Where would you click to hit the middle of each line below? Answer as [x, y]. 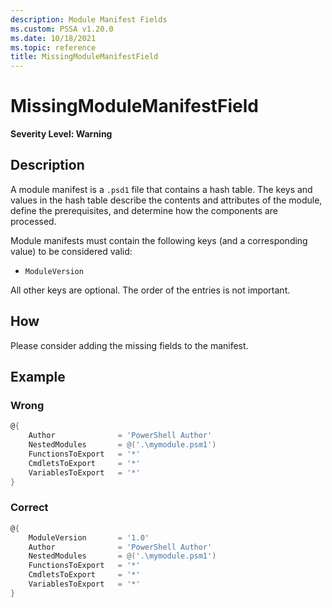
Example [38, 377]
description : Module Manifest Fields [89, 19]
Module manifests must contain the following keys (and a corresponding [159, 240]
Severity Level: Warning [61, 134]
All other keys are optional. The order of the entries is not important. [150, 290]
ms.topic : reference [53, 47]
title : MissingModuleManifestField [84, 57]
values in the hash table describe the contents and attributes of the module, [166, 200]
